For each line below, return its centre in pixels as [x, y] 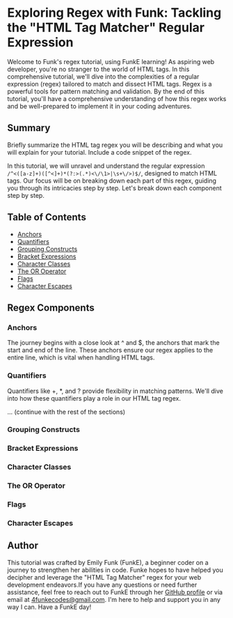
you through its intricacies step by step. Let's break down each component [115, 188]
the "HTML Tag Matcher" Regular [106, 28]
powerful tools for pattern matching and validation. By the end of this [106, 91]
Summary [29, 128]
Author [23, 546]
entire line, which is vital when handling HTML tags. [81, 357]
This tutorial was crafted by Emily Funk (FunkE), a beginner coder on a [108, 562]
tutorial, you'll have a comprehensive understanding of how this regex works [117, 98]
